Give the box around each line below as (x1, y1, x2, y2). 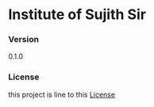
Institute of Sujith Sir (8, 6, 147, 24)
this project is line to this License (8, 90, 116, 99)
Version (8, 34, 40, 45)
